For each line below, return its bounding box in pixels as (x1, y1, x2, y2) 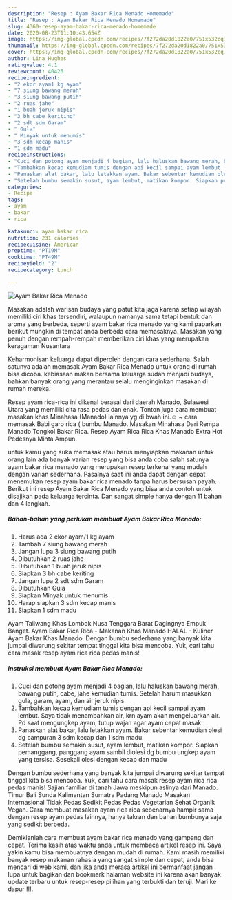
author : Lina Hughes (8, 55, 67, 62)
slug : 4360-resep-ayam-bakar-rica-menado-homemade (8, 23, 156, 30)
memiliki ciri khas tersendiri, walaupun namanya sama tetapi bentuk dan (8, 312, 212, 320)
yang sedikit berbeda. (8, 820, 70, 828)
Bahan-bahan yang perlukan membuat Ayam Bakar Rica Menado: (8, 515, 202, 524)
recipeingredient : (8, 74, 61, 82)
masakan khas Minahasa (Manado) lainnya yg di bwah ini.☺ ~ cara (8, 412, 198, 421)
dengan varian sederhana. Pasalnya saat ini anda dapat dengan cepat (8, 470, 206, 478)
